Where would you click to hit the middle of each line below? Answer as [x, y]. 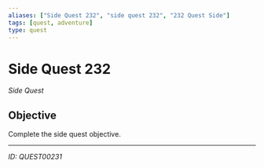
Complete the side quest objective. [65, 134]
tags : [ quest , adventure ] [50, 23]
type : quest [27, 30]
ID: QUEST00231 [35, 157]
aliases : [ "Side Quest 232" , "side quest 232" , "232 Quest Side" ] [119, 15]
